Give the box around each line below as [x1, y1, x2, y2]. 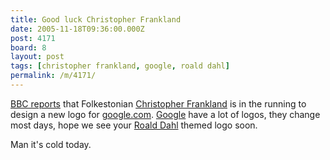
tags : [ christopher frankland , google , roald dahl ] [10, 61, 230, 71]
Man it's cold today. [10, 138, 92, 150]
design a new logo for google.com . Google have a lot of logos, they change [10, 108, 321, 120]
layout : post [10, 52, 65, 62]
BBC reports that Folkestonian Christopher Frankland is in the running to [10, 97, 307, 110]
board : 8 [10, 42, 47, 53]
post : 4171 [10, 33, 56, 43]
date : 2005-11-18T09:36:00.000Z [10, 24, 145, 34]
